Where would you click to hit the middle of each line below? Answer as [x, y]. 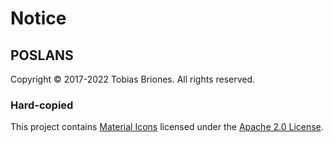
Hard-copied [42, 105]
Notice [38, 18]
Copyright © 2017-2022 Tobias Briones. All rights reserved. [133, 79]
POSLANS [42, 55]
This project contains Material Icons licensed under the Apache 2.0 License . [167, 127]
